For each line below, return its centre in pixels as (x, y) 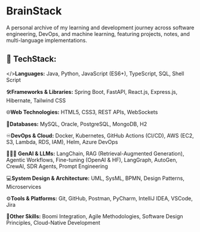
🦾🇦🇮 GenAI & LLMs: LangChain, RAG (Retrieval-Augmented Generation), (95, 153)
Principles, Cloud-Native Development (53, 222)
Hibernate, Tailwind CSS (36, 100)
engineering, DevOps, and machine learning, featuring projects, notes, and (98, 33)
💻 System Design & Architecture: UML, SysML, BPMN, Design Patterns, (96, 178)
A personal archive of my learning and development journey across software (100, 28)
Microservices (24, 187)
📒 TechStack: (31, 59)
